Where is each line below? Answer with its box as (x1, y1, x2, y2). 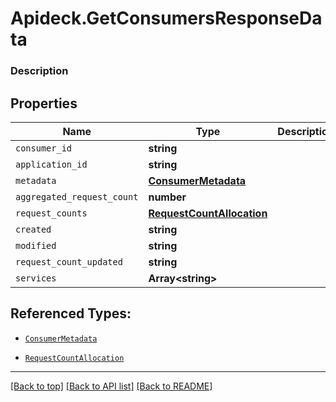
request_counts (15, 207, 88, 219)
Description (10, 64, 69, 78)
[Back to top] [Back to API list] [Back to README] (10, 380, 213, 392)
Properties (10, 95, 78, 112)
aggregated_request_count (15, 191, 139, 202)
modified (15, 240, 57, 251)
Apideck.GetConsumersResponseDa (10, 7, 323, 30)
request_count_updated (15, 256, 123, 267)
